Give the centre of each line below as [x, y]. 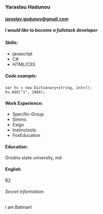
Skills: [12, 43]
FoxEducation [26, 135]
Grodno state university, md [33, 158]
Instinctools [24, 130]
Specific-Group [28, 114]
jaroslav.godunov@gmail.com [37, 19]
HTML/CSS [24, 64]
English [13, 169]
